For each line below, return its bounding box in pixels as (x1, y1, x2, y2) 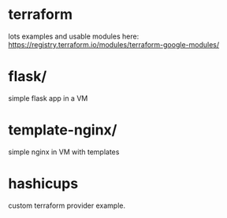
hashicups (8, 175, 79, 192)
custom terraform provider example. (8, 201, 126, 210)
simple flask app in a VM (8, 93, 88, 103)
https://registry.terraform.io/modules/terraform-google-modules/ (8, 39, 219, 49)
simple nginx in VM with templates (8, 147, 120, 157)
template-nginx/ (8, 121, 117, 139)
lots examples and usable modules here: (8, 31, 140, 41)
